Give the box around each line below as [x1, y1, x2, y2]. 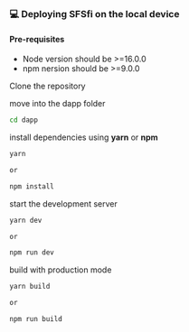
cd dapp [9, 115, 39, 124]
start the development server [9, 198, 118, 209]
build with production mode [9, 264, 112, 275]
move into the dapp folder [9, 98, 106, 109]
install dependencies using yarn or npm [9, 132, 158, 143]
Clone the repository [9, 80, 86, 92]
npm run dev [9, 248, 54, 257]
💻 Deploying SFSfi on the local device [9, 7, 180, 20]
